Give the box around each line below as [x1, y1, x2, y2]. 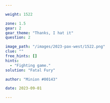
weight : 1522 [5, 12, 33, 17]
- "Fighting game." [10, 63, 51, 68]
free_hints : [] [5, 54, 38, 59]
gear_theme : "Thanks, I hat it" [5, 30, 74, 35]
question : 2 [5, 35, 30, 40]
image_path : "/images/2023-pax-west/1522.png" [5, 44, 105, 49]
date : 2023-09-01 [5, 86, 42, 91]
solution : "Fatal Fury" [5, 68, 56, 73]
